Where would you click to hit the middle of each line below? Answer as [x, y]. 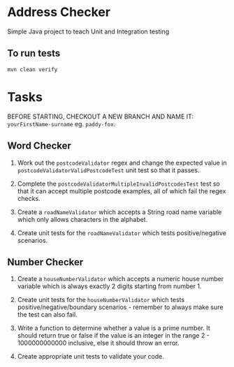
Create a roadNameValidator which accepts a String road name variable [119, 212]
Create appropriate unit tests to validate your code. [91, 357]
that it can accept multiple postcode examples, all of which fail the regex [122, 191]
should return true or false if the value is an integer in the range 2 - [113, 336]
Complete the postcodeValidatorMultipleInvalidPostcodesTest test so [118, 183]
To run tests [34, 53]
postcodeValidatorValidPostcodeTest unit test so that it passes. [108, 170]
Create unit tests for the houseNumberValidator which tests [101, 300]
